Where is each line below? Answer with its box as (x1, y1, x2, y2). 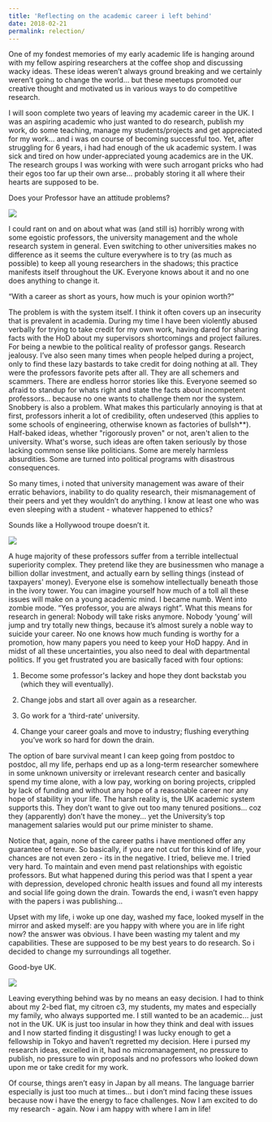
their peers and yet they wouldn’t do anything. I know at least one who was (8, 496, 260, 506)
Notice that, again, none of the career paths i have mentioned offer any (8, 836, 246, 846)
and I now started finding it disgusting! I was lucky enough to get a (8, 1028, 231, 1037)
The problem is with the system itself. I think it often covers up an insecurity (8, 307, 261, 317)
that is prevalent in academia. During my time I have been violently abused (8, 316, 257, 326)
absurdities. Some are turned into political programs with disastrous (8, 454, 235, 464)
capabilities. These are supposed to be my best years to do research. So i (8, 938, 255, 948)
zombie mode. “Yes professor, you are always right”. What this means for (8, 603, 253, 613)
